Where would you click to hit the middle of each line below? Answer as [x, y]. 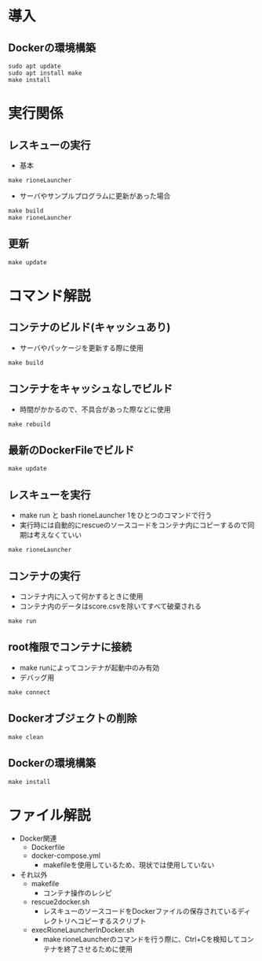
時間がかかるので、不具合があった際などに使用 [95, 409]
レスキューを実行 [49, 495]
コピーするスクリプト [112, 921]
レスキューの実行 [49, 145]
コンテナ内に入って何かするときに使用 [81, 597]
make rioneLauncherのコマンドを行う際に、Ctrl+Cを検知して [142, 939]
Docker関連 [38, 838]
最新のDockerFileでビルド [71, 451]
